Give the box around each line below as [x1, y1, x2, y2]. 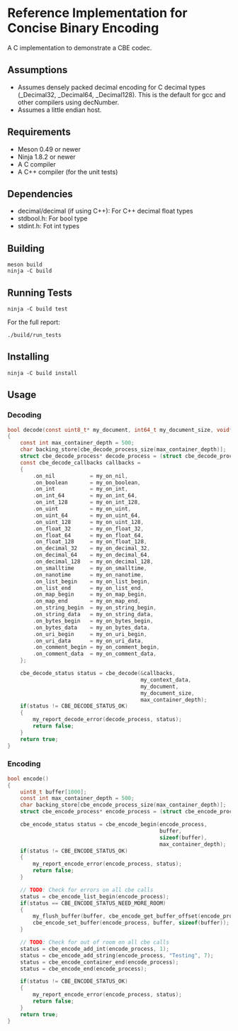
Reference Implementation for [7, 5, 188, 21]
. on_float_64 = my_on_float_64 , [33, 532, 144, 539]
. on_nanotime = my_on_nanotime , [33, 571, 144, 579]
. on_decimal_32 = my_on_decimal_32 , [33, 545, 151, 552]
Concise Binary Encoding [7, 20, 159, 36]
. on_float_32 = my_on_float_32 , [33, 525, 144, 533]
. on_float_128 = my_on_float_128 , [33, 538, 147, 545]
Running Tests [7, 286, 72, 299]
